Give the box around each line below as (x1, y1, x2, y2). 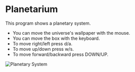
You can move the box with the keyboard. (12, 35, 100, 41)
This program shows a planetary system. (5, 20, 91, 26)
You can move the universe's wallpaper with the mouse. (12, 30, 130, 36)
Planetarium (5, 4, 58, 15)
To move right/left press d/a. (12, 40, 73, 46)
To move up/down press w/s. (12, 46, 74, 52)
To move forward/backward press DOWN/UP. (12, 51, 109, 57)
